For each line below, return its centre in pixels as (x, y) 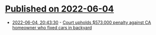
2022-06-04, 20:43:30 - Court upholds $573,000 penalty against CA (81, 22)
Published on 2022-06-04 (59, 9)
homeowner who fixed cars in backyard (52, 27)
